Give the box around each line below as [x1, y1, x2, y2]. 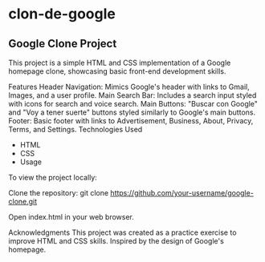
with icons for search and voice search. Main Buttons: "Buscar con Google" [8, 99, 259, 108]
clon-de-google [8, 5, 116, 23]
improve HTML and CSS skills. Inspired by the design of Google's [8, 236, 225, 245]
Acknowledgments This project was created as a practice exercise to [8, 228, 237, 237]
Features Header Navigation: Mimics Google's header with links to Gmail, [8, 82, 251, 91]
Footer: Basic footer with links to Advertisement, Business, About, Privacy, [8, 116, 254, 125]
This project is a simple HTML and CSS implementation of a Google [8, 58, 231, 67]
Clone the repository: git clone [8, 188, 109, 197]
